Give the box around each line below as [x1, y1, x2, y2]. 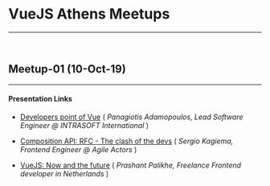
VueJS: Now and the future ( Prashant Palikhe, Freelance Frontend [19, 160, 242, 170]
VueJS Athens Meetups [8, 5, 170, 23]
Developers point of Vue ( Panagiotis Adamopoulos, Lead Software [19, 112, 243, 122]
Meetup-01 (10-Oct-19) [8, 62, 126, 76]
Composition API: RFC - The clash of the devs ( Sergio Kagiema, [19, 136, 234, 146]
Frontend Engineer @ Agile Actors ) [19, 144, 137, 154]
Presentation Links [8, 94, 72, 104]
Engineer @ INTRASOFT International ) [19, 120, 149, 130]
